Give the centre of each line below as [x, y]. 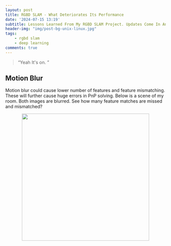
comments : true [21, 48]
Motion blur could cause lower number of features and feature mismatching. [85, 90]
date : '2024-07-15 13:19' [33, 19]
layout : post [19, 10]
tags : [11, 34]
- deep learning [32, 43]
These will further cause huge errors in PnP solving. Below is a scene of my [84, 96]
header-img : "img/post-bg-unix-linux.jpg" [51, 29]
